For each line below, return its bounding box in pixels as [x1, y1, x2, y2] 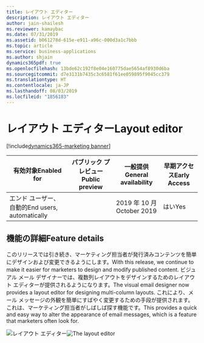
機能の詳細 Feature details [6, 234, 104, 244]
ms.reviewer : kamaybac [6, 26, 64, 32]
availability [120, 178, 153, 186]
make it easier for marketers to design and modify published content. [6, 266, 179, 273]
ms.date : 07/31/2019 [6, 32, 59, 38]
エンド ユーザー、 [9, 194, 59, 203]
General [124, 170, 149, 179]
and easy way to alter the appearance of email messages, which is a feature [6, 311, 197, 318]
